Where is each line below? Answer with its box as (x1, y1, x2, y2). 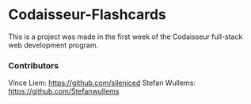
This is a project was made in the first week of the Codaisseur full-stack (8, 32, 243, 41)
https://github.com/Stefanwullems (8, 87, 120, 96)
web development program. (8, 40, 99, 49)
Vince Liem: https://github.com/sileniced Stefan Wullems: (8, 78, 196, 88)
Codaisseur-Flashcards (8, 6, 166, 24)
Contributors (8, 60, 59, 71)
